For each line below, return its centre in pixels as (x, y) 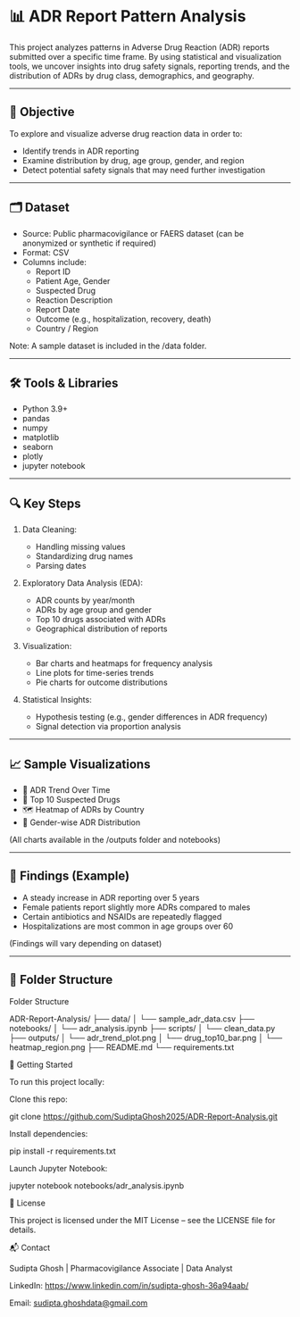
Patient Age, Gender (73, 280)
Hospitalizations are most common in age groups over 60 (128, 926)
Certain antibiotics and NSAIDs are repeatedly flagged (122, 916)
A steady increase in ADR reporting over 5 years (111, 897)
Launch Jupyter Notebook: (58, 1168)
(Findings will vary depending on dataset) (86, 943)
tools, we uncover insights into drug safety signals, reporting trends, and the (150, 66)
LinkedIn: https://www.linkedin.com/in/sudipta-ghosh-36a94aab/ (129, 1285)
